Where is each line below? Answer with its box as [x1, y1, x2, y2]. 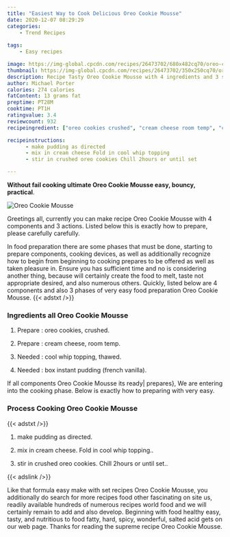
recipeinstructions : [7, 136, 66, 144]
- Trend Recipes [19, 29, 66, 36]
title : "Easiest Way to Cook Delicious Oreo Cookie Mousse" [7, 10, 183, 17]
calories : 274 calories [7, 86, 75, 93]
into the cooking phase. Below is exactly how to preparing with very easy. [7, 387, 215, 395]
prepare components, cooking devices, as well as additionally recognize [7, 250, 211, 258]
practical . [7, 188, 35, 196]
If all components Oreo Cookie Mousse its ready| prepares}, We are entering [7, 379, 223, 387]
